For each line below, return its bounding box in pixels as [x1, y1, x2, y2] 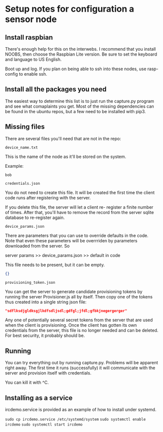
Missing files [5, 123, 45, 131]
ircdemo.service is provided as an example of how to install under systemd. [5, 407, 157, 412]
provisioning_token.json [5, 280, 55, 285]
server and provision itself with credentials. [5, 370, 91, 376]
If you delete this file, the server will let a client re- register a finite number [5, 204, 154, 210]
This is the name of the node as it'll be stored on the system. [5, 154, 127, 159]
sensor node [5, 14, 57, 25]
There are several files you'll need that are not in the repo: [5, 136, 122, 141]
